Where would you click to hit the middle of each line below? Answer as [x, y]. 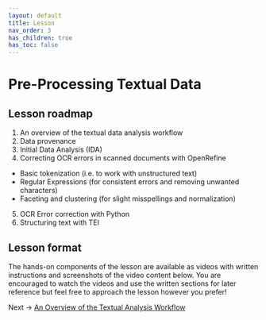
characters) [39, 191]
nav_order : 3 [30, 30]
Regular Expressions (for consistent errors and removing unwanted [129, 182]
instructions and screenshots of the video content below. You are [115, 275]
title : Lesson [32, 23]
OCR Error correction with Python [75, 214]
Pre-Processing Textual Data [105, 85]
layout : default [35, 15]
